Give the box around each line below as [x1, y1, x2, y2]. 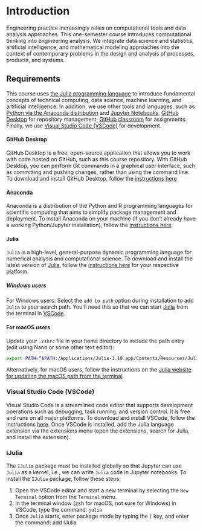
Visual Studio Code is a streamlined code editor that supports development [6, 401, 193, 408]
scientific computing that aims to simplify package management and [6, 208, 176, 216]
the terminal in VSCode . [6, 310, 65, 317]
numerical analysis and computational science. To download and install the [6, 255, 193, 262]
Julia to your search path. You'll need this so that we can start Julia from [6, 303, 188, 311]
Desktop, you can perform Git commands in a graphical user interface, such [6, 162, 195, 169]
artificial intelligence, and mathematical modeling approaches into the [6, 43, 179, 51]
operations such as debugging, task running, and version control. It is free [6, 408, 190, 415]
